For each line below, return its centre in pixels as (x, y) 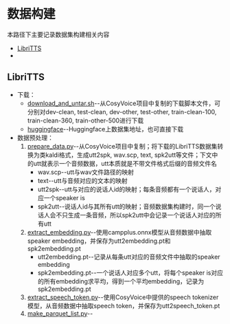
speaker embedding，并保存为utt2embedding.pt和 (99, 241)
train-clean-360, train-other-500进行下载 (85, 120)
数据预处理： (35, 138)
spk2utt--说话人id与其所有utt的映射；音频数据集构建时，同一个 (127, 206)
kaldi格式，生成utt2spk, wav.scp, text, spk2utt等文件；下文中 (132, 155)
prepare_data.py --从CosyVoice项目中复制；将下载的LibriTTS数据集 (122, 146)
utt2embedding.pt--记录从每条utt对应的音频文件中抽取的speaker (129, 257)
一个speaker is (65, 197)
